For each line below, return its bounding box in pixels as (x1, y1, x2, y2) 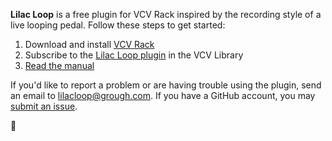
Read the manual (24, 60, 95, 71)
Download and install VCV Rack (24, 39, 155, 50)
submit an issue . (10, 100, 78, 112)
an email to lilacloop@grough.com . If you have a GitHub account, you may (10, 90, 316, 101)
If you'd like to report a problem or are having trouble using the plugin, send (10, 79, 322, 91)
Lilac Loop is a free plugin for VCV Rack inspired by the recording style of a (10, 9, 322, 20)
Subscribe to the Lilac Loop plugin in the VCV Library (24, 49, 244, 61)
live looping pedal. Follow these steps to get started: (10, 19, 226, 31)
